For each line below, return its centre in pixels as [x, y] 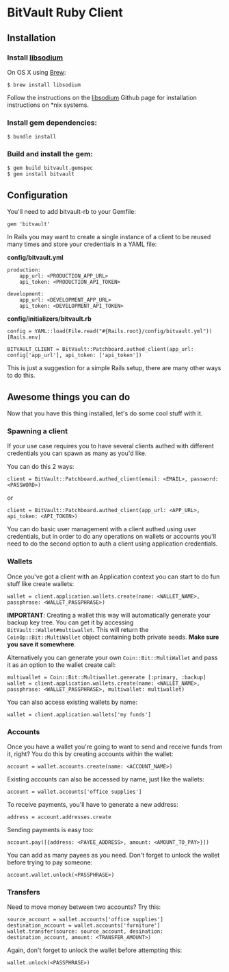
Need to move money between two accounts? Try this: [84, 907]
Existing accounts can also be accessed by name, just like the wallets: [106, 779]
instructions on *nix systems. [48, 105]
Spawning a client [38, 431]
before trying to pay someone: [50, 862]
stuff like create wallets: [41, 583]
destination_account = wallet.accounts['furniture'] [84, 926]
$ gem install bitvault [41, 174]
